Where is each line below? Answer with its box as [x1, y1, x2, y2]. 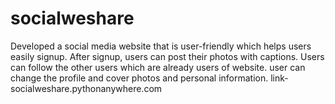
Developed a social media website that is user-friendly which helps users [10, 40, 312, 52]
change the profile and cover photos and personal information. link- [10, 72, 289, 84]
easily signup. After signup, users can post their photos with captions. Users [10, 50, 325, 62]
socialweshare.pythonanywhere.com [10, 82, 163, 94]
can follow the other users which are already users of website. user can [10, 61, 306, 73]
